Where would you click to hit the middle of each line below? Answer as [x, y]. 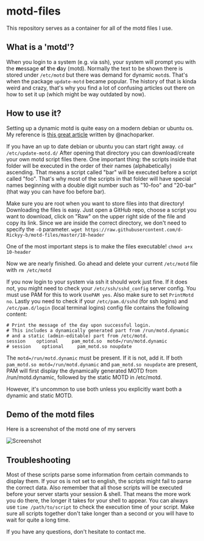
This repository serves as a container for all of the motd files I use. [90, 28]
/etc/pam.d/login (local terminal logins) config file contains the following [98, 307]
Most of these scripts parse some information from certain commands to [97, 475]
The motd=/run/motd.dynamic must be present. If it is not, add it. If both [94, 358]
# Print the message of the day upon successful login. [79, 325]
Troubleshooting [39, 460]
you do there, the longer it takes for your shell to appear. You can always [97, 501]
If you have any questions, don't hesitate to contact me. [76, 532]
